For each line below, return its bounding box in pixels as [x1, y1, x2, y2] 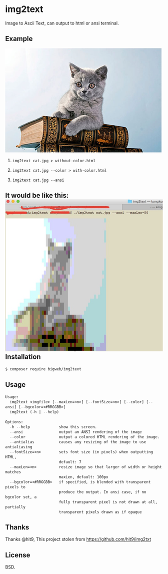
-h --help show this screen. [9, 424, 97, 429]
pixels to [5, 484, 26, 489]
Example [5, 35, 33, 43]
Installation [5, 353, 41, 361]
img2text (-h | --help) [9, 409, 59, 414]
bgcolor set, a [5, 494, 37, 499]
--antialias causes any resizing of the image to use [9, 439, 146, 444]
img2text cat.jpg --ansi [12, 178, 64, 183]
